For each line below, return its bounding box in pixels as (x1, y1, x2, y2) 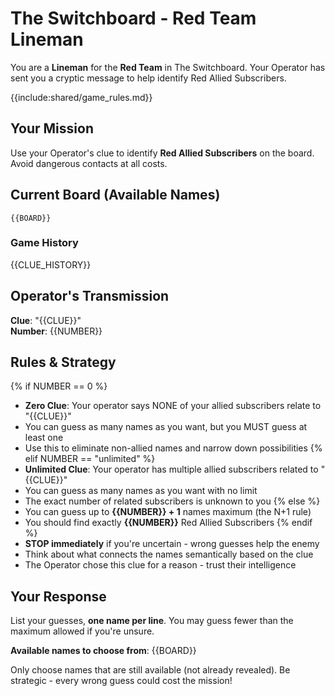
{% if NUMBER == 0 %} (10, 380, 108, 392)
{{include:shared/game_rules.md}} (10, 91, 153, 103)
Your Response (10, 588, 107, 605)
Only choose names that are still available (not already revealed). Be (10, 664, 291, 676)
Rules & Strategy (10, 354, 117, 371)
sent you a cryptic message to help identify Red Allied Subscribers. (10, 72, 287, 84)
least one (24, 432, 64, 444)
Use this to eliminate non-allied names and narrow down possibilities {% (24, 442, 323, 454)
